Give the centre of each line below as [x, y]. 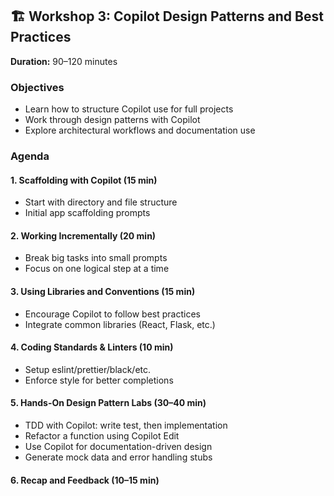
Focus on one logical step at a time [97, 269]
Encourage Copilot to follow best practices [112, 314]
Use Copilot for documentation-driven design [118, 447]
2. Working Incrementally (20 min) [83, 235]
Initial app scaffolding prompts [87, 213]
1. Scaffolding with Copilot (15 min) [84, 180]
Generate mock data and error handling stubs [118, 457]
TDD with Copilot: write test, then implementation [126, 425]
